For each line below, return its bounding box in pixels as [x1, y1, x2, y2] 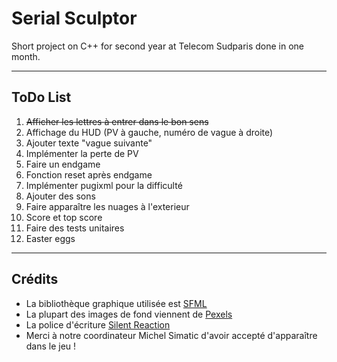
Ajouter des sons [25, 190, 96, 202]
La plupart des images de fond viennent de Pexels [25, 308, 233, 320]
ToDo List [11, 89, 72, 106]
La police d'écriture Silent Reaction [25, 318, 171, 331]
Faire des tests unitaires [25, 222, 125, 234]
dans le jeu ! [25, 340, 77, 352]
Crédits [11, 271, 59, 288]
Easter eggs [25, 232, 76, 244]
